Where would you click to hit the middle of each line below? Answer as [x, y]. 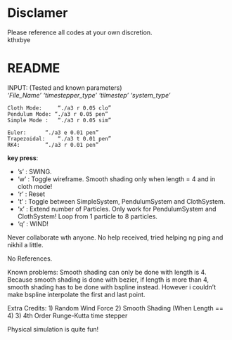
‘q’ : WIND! [33, 223]
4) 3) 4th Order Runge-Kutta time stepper [67, 315]
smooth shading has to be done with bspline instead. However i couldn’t [112, 287]
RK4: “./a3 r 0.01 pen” [53, 145]
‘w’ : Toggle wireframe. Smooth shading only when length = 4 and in [116, 179]
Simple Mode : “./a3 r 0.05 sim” [59, 120]
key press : [23, 158]
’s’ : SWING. [34, 171]
